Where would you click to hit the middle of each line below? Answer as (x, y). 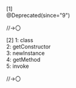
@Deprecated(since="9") (38, 15)
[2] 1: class (20, 40)
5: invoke (18, 66)
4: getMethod (23, 60)
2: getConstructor (29, 46)
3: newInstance (26, 53)
